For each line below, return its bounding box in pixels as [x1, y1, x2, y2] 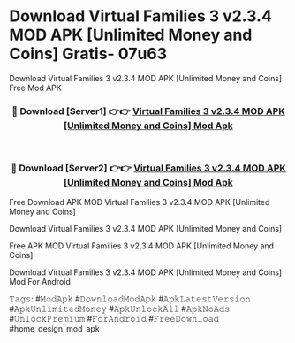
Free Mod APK [9, 82, 62, 93]
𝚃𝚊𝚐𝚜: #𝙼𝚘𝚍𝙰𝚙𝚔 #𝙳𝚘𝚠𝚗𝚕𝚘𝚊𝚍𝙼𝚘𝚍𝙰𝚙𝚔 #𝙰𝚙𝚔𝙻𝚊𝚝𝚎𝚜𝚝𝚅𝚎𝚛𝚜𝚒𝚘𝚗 [9, 293, 252, 304]
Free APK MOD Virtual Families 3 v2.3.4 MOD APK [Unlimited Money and [9, 240, 275, 251]
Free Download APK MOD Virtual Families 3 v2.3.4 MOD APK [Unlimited [9, 196, 270, 207]
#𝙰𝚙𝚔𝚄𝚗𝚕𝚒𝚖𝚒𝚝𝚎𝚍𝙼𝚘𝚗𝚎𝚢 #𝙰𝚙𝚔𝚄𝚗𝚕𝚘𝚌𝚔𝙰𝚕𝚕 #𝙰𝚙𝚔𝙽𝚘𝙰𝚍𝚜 [9, 303, 231, 314]
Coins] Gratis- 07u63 [9, 44, 168, 64]
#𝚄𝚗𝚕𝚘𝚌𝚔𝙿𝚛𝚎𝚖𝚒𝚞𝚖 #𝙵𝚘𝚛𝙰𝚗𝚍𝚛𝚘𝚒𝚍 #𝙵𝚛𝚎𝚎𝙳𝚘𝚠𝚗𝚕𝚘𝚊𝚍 [9, 313, 219, 324]
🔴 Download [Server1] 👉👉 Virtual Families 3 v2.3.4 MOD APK [11, 104, 285, 117]
